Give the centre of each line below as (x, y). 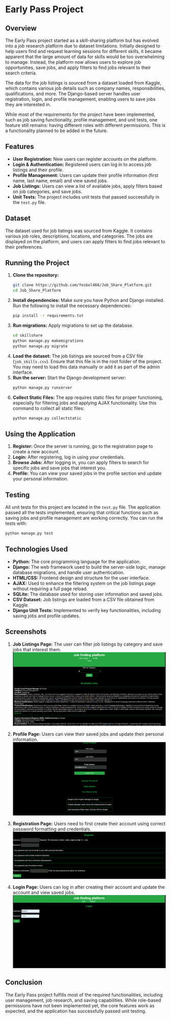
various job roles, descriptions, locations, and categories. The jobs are (79, 236)
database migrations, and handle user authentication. (68, 572)
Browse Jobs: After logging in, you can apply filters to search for (81, 463)
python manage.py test (29, 533)
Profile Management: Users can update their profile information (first (85, 175)
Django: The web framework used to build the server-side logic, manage (89, 567)
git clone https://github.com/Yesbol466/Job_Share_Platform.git (82, 285)
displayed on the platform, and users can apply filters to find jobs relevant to (85, 241)
